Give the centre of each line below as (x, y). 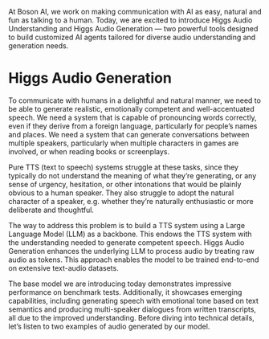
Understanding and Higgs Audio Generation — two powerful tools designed (133, 29)
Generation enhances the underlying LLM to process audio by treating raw (132, 251)
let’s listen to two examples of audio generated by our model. (109, 326)
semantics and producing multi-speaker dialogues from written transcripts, (132, 309)
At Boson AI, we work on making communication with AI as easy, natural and (135, 12)
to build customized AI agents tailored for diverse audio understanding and (132, 37)
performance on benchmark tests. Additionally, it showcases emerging (125, 292)
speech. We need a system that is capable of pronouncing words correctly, (132, 117)
